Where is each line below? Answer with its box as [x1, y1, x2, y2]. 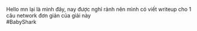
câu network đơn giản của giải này [6, 12, 91, 19]
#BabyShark [6, 18, 37, 25]
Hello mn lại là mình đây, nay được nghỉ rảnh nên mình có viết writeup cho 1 [6, 6, 192, 13]
